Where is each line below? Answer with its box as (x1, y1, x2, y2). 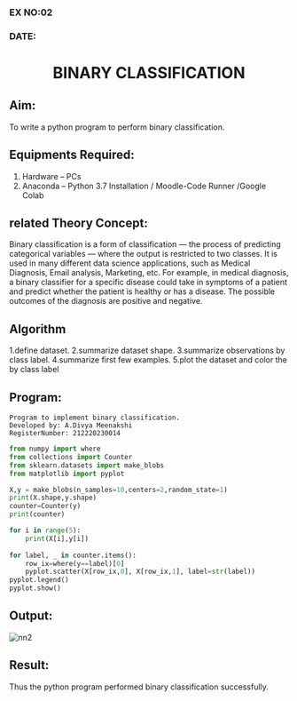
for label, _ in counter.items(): (9, 551, 137, 560)
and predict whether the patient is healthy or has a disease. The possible (9, 286, 276, 297)
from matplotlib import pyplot (9, 469, 125, 478)
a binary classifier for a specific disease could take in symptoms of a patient (9, 277, 288, 288)
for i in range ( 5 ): (9, 526, 82, 535)
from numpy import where (9, 444, 101, 454)
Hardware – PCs (21, 171, 82, 181)
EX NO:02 (9, 6, 53, 19)
